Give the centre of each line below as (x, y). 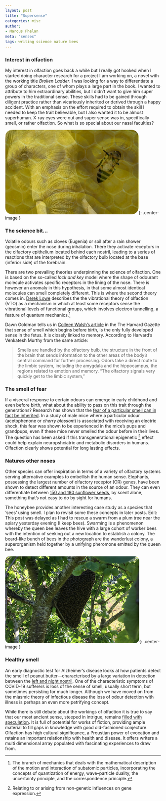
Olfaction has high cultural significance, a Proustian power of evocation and (82, 733)
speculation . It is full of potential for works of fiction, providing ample (75, 722)
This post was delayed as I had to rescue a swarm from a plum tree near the (83, 518)
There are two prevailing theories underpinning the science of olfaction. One (83, 272)
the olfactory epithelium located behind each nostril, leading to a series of (80, 252)
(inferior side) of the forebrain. (36, 263)
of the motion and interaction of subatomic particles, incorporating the (84, 768)
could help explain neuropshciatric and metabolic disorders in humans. (77, 443)
